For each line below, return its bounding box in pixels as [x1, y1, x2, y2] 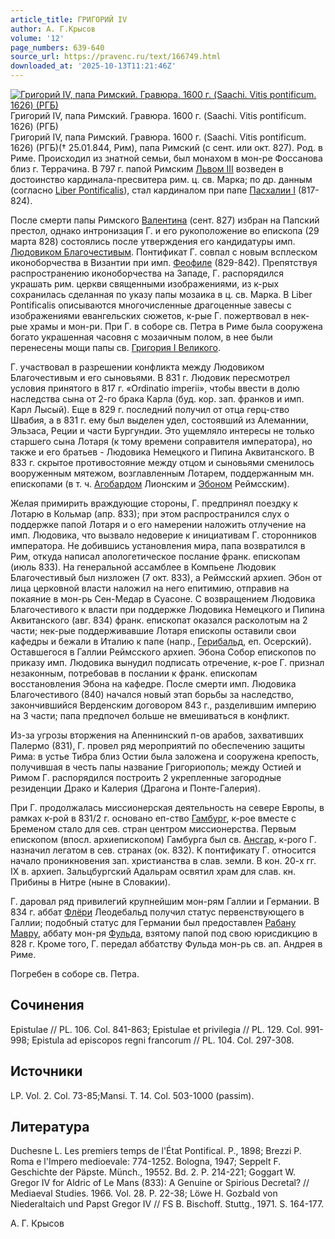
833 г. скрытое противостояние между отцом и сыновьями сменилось [10, 457, 315, 468]
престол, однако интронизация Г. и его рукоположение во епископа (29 [10, 225, 320, 236]
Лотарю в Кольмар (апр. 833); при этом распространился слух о [10, 508, 290, 520]
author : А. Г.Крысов [10, 24, 97, 34]
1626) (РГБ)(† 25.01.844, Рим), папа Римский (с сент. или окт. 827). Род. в [10, 142, 323, 153]
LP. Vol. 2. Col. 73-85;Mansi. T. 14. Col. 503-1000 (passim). [10, 1089, 255, 1101]
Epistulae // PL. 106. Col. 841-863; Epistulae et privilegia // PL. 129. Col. [10, 1023, 303, 1035]
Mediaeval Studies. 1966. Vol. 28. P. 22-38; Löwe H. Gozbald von [10, 1187, 278, 1200]
